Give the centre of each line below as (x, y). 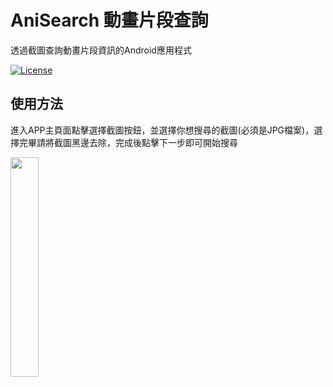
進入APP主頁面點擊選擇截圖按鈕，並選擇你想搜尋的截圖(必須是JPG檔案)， (162, 130)
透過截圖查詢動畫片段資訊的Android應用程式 (101, 50)
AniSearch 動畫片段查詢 (109, 20)
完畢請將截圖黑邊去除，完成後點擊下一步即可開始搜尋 (128, 142)
